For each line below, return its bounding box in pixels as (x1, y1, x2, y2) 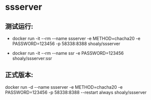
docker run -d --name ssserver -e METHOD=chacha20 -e (5, 84, 123, 90)
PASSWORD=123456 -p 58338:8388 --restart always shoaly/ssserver (5, 89, 147, 95)
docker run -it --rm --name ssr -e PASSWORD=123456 (12, 50, 124, 56)
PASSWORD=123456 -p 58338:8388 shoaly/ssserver (12, 41, 121, 47)
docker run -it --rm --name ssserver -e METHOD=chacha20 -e (12, 36, 141, 41)
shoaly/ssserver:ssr (12, 55, 53, 61)
